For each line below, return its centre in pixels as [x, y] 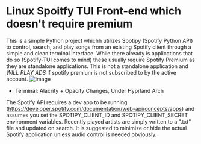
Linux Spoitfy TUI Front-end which [94, 11]
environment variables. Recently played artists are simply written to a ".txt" [99, 121]
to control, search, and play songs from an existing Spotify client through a [99, 47]
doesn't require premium [70, 24]
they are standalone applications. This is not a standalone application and [97, 66]
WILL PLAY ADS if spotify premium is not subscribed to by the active [91, 72]
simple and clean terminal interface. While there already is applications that [100, 53]
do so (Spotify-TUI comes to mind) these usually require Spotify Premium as [101, 60]
